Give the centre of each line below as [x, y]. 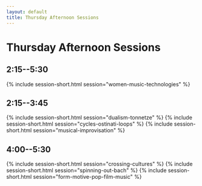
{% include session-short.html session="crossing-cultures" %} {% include [99, 164]
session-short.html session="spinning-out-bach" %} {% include [86, 170]
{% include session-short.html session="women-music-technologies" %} [98, 84]
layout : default [27, 12]
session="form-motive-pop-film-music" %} [87, 177]
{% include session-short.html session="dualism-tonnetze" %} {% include [99, 118]
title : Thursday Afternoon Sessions [52, 18]
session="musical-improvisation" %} [79, 130]
